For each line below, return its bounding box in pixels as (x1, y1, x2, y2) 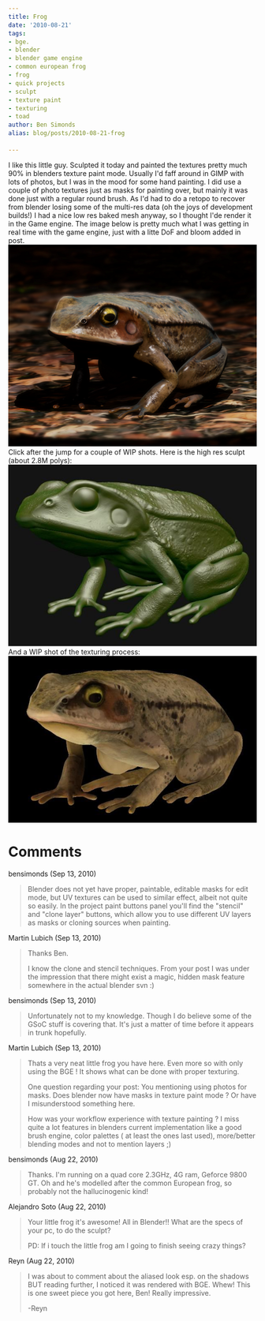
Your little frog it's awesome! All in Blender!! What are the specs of (27, 1217, 243, 1226)
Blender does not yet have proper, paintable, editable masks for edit (27, 884, 248, 893)
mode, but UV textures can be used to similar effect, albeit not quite (27, 893, 248, 902)
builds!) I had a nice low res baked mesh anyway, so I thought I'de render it (8, 210, 252, 220)
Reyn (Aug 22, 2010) (8, 1256, 75, 1266)
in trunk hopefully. (27, 1027, 87, 1037)
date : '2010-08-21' (8, 21, 73, 29)
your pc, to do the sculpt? (27, 1226, 111, 1235)
